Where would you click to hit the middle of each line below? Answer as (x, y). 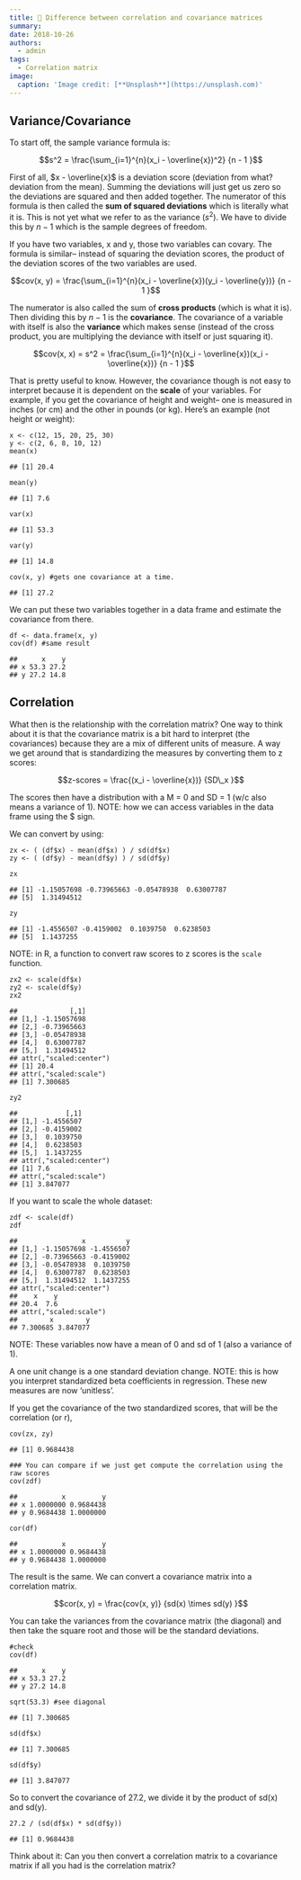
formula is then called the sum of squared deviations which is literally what (149, 206)
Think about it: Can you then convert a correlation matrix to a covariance (144, 1856)
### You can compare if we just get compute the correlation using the (146, 1465)
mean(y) (24, 483)
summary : (26, 26)
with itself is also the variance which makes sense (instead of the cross (142, 327)
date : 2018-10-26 (42, 34)
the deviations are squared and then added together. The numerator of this (148, 197)
